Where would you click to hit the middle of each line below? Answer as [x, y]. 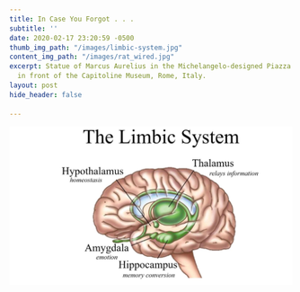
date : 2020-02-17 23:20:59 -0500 [72, 38]
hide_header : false [46, 94]
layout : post [34, 85]
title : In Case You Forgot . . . [72, 19]
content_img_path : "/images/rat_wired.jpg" [92, 57]
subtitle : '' [34, 28]
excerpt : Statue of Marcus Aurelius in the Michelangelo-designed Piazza [150, 66]
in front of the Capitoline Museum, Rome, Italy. [112, 76]
